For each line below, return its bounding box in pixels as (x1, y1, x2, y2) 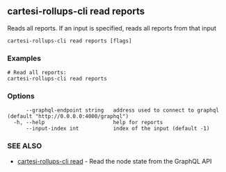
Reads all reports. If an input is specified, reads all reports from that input (7, 24, 217, 32)
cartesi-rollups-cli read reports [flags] (7, 37, 132, 44)
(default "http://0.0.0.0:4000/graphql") (7, 113, 129, 120)
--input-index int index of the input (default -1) (25, 125, 210, 132)
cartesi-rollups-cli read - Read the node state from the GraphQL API (17, 157, 212, 165)
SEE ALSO (7, 141, 42, 151)
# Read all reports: (7, 69, 67, 76)
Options (7, 92, 35, 101)
